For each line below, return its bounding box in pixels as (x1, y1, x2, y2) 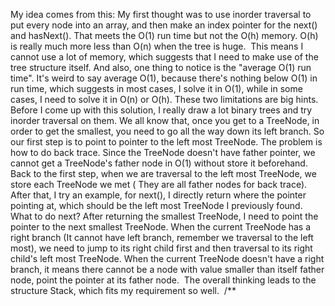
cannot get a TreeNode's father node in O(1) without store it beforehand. (10, 157, 308, 169)
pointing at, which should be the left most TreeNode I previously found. (10, 200, 303, 211)
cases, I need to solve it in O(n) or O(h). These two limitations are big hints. (10, 94, 319, 105)
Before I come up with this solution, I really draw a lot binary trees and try (10, 104, 313, 116)
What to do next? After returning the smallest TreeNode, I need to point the (10, 210, 319, 222)
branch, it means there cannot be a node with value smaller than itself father (10, 264, 325, 275)
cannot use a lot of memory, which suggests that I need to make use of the (10, 51, 319, 63)
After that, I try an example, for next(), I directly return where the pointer (10, 189, 307, 201)
